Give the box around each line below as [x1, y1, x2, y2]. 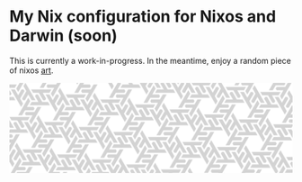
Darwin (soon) [9, 25, 119, 46]
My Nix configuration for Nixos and [9, 6, 277, 27]
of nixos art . [9, 65, 54, 76]
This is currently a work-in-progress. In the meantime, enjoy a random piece [9, 55, 292, 66]
